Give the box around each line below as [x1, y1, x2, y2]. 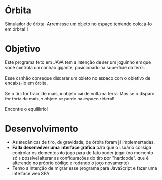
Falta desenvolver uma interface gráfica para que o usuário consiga [12, 144, 151, 150]
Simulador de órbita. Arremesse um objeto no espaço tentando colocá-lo [5, 21, 152, 27]
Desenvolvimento [5, 123, 78, 134]
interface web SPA [12, 170, 50, 176]
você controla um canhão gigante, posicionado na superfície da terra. [5, 64, 145, 70]
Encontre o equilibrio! [5, 106, 48, 112]
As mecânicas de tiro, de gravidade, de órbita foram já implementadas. [12, 139, 155, 145]
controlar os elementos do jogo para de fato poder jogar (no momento [12, 149, 154, 156]
